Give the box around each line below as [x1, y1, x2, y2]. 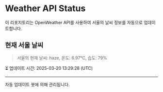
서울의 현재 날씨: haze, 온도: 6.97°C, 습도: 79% [16, 55, 108, 61]
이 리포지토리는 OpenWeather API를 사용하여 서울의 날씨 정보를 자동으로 [5, 19, 143, 25]
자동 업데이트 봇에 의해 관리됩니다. [5, 81, 70, 87]
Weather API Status [5, 3, 86, 14]
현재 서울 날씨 [5, 41, 44, 49]
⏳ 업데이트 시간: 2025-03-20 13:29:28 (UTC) [5, 65, 93, 71]
